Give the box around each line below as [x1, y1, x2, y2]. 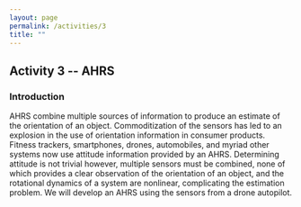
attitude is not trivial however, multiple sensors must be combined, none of [9, 158, 286, 169]
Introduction [9, 90, 65, 103]
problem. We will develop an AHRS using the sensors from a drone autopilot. [9, 187, 293, 198]
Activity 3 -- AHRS [9, 63, 115, 78]
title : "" [9, 30, 47, 39]
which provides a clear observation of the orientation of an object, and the [9, 168, 285, 179]
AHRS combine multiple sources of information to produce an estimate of [9, 111, 280, 121]
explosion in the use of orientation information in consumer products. [9, 130, 266, 140]
